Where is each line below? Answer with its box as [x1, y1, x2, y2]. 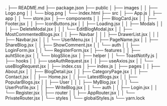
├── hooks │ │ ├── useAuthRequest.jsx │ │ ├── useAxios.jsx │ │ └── [5, 58, 153, 63]
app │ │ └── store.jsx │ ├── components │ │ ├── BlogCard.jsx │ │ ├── [5, 15, 157, 21]
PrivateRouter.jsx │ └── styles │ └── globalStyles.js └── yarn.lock [5, 95, 145, 101]
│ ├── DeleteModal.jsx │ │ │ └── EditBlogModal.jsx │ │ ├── [5, 26, 132, 32]
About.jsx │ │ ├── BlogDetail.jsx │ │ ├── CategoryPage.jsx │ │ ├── [5, 68, 148, 74]
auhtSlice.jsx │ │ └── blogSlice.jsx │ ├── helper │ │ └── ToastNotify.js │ [5, 52, 159, 58]
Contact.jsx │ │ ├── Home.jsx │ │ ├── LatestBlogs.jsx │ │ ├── [5, 74, 137, 79]
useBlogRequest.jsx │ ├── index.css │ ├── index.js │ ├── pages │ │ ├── [5, 63, 160, 69]
